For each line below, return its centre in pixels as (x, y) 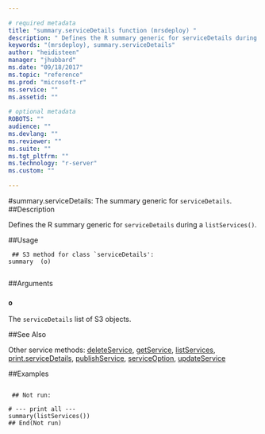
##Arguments (31, 283)
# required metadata (42, 23)
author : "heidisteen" (44, 52)
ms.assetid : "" (33, 97)
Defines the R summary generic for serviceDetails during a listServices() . (132, 224)
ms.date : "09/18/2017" (46, 68)
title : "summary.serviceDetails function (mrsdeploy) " (102, 30)
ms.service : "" (33, 89)
